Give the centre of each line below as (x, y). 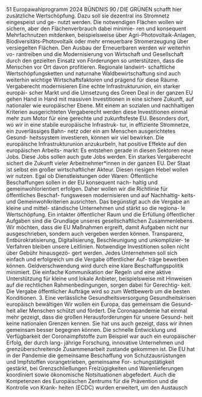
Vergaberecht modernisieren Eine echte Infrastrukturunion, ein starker (93, 86)
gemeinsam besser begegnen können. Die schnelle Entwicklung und (91, 330)
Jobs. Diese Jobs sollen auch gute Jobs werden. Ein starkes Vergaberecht (99, 157)
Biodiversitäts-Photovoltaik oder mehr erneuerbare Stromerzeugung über (97, 41)
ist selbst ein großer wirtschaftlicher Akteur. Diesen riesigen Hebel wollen (97, 170)
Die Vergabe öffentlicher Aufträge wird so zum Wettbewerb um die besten (98, 291)
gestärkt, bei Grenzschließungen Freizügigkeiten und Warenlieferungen (95, 368)
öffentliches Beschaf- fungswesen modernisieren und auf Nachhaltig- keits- (101, 195)
